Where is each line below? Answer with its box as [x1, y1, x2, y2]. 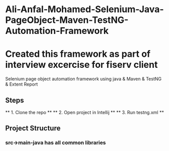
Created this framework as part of [5, 48, 151, 60]
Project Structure [5, 124, 61, 133]
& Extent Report [5, 81, 38, 87]
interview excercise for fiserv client [5, 59, 158, 70]
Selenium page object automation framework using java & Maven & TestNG [5, 76, 162, 82]
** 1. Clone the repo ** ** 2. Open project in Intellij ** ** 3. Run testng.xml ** [5, 109, 164, 115]
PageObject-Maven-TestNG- [5, 14, 129, 26]
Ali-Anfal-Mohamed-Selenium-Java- [5, 4, 164, 15]
